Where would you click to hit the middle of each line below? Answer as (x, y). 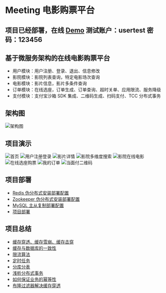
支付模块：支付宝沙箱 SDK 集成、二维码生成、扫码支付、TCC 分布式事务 (86, 96)
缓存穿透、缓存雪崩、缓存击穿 (43, 242)
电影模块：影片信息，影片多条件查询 (50, 83)
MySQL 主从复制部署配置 (38, 205)
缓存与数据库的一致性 (34, 248)
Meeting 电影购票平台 (50, 10)
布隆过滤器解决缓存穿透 (36, 286)
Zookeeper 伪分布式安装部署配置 (46, 199)
